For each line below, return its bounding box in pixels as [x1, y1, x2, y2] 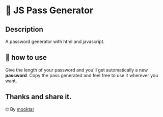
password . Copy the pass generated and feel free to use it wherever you [5, 72, 158, 78]
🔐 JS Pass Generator [5, 5, 94, 16]
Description [5, 25, 43, 34]
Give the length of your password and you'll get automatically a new [5, 66, 148, 73]
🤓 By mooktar [5, 106, 35, 112]
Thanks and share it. [5, 92, 72, 101]
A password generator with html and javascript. [5, 38, 105, 44]
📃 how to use [5, 53, 47, 62]
